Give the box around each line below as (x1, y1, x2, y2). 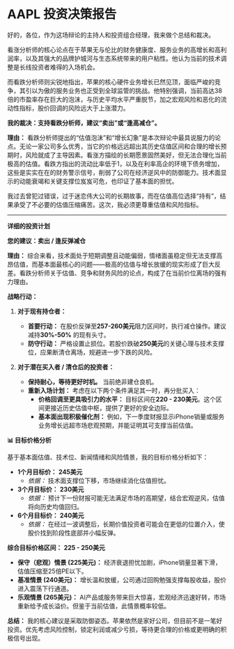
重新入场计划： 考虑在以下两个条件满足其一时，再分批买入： (27, 386, 201, 394)
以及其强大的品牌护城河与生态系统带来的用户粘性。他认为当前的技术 (25, 54, 221, 63)
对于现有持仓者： (17, 307, 67, 315)
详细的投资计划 (7, 221, 50, 230)
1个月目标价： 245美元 (17, 467, 83, 476)
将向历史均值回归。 (27, 502, 84, 510)
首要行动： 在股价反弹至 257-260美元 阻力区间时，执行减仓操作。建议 (27, 322, 226, 330)
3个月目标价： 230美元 (17, 485, 85, 493)
